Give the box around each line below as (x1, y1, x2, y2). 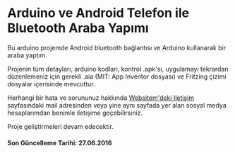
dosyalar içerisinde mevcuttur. (7, 79, 95, 88)
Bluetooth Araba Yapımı (7, 20, 150, 36)
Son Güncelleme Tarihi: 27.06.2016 (7, 138, 112, 147)
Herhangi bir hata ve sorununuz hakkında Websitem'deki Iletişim (7, 93, 195, 102)
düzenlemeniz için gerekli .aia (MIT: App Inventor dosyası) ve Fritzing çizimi (7, 72, 227, 81)
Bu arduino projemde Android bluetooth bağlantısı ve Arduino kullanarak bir (7, 43, 227, 52)
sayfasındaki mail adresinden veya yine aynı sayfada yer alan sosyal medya (7, 101, 227, 109)
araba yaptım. (7, 51, 48, 59)
